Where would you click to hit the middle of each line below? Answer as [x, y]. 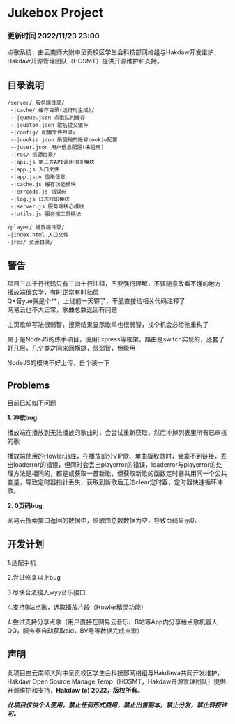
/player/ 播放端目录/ [36, 228]
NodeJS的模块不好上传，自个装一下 [59, 363]
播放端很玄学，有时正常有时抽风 [53, 292]
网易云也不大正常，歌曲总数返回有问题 [62, 310]
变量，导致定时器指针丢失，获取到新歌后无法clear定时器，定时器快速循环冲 [115, 482]
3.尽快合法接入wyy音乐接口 [46, 592]
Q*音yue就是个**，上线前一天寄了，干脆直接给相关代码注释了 [97, 301]
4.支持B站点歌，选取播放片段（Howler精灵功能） [77, 607]
